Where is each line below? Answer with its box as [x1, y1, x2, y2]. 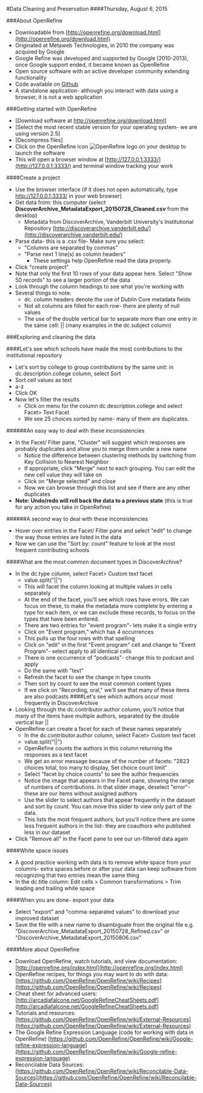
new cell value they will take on [24, 471, 102, 478]
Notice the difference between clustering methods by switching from [24, 452, 196, 459]
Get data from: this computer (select [15, 199, 106, 206]
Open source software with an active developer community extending [15, 68, 190, 75]
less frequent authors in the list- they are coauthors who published [24, 822, 191, 829]
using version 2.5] [15, 130, 61, 137]
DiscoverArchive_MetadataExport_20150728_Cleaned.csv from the [15, 205, 189, 212]
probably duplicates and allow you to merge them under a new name [15, 445, 187, 452]
